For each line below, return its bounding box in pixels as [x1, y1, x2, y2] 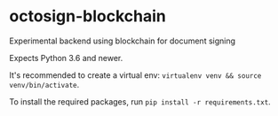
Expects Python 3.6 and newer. [9, 52, 123, 63]
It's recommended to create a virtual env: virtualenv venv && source [9, 69, 262, 81]
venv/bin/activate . [9, 79, 80, 89]
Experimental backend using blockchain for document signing [9, 35, 236, 46]
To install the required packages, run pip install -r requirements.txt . [9, 96, 271, 107]
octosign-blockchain [9, 6, 166, 27]
